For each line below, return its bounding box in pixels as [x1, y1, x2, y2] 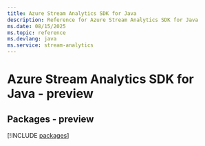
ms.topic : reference [7, 29, 67, 36]
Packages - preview [7, 113, 94, 125]
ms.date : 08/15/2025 [7, 23, 67, 29]
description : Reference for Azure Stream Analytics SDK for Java [7, 16, 198, 23]
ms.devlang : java [7, 36, 57, 42]
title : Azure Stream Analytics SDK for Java [7, 10, 137, 17]
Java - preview [7, 86, 94, 101]
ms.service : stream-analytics [7, 42, 94, 49]
